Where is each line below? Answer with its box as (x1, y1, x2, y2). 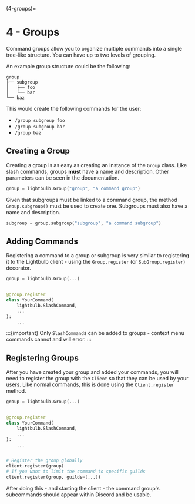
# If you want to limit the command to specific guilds (6, 469, 146, 475)
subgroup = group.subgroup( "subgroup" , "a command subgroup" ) (6, 220, 162, 226)
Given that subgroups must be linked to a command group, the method (6, 196, 177, 203)
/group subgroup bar (14, 124, 65, 130)
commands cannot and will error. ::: (6, 336, 92, 343)
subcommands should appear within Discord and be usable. (6, 491, 152, 498)
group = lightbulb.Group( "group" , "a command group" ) (6, 185, 141, 191)
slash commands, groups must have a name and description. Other (6, 168, 169, 175)
